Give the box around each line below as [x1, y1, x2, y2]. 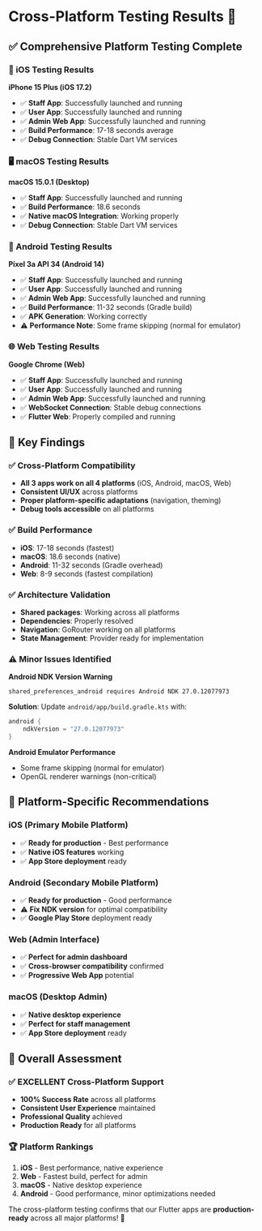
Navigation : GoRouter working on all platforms [19, 624, 176, 635]
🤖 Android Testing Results [8, 241, 112, 252]
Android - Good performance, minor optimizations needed [19, 1188, 216, 1199]
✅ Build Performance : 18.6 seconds [19, 202, 141, 212]
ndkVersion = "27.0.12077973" [23, 725, 125, 733]
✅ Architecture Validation [8, 589, 111, 600]
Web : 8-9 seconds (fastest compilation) [19, 568, 154, 578]
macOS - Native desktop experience [19, 1180, 143, 1190]
